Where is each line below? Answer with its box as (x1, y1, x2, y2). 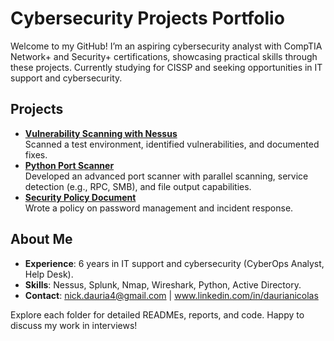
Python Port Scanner (24, 159, 115, 171)
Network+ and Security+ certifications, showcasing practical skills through (10, 50, 318, 62)
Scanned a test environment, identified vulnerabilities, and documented (24, 138, 320, 150)
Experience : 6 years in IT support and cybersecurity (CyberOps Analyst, (24, 257, 325, 269)
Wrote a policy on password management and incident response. (24, 202, 294, 214)
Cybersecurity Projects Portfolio (10, 7, 285, 30)
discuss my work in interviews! (10, 319, 138, 331)
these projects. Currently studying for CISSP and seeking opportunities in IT (10, 61, 323, 73)
